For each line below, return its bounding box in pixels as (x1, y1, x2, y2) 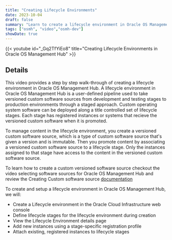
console (12, 207, 30, 213)
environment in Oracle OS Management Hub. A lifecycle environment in (5, 85, 156, 91)
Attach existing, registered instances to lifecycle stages (12, 228, 130, 234)
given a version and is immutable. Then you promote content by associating (5, 138, 165, 144)
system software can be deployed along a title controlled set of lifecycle (5, 106, 157, 113)
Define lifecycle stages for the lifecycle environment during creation (12, 212, 156, 218)
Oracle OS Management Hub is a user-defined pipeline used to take (5, 90, 148, 97)
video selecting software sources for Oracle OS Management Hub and (5, 170, 154, 176)
